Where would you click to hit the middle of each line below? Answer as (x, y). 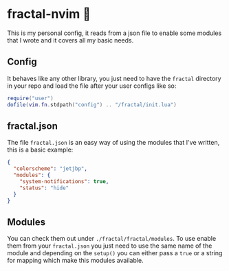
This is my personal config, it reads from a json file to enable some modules (115, 33)
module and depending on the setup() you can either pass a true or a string (115, 253)
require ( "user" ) (30, 98)
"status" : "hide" (44, 188)
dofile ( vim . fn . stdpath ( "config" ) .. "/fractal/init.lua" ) (92, 105)
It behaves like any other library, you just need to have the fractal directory (114, 78)
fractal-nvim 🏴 (49, 14)
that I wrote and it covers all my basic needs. (70, 40)
